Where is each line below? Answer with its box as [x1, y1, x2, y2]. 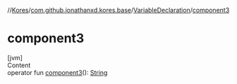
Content [7, 61, 31, 69]
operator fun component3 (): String [7, 68, 108, 76]
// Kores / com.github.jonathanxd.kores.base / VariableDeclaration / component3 [7, 6, 230, 14]
